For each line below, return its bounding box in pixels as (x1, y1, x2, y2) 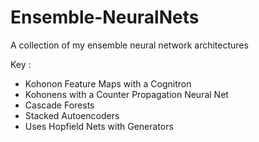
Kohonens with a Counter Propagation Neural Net (24, 88, 229, 100)
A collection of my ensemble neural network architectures (10, 39, 249, 51)
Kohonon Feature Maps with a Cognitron (24, 77, 192, 90)
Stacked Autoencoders (24, 109, 120, 121)
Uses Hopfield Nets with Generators (24, 120, 174, 132)
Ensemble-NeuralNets (10, 6, 200, 29)
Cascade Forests (24, 99, 95, 111)
